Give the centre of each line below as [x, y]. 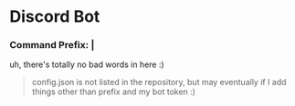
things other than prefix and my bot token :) [114, 92]
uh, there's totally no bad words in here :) [87, 64]
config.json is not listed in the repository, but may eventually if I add [159, 82]
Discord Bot [55, 17]
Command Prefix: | [52, 45]
